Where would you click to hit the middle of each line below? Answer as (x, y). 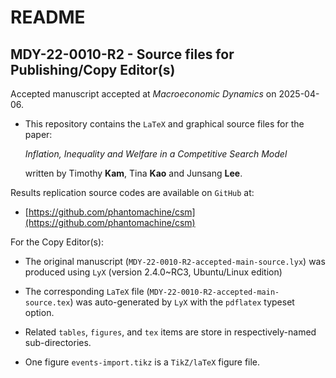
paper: (38, 134)
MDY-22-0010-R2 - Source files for (122, 54)
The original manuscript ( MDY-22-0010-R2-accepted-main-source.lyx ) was (175, 261)
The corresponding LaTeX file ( (87, 291)
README (48, 17)
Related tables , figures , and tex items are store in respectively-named (170, 332)
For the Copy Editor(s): (57, 242)
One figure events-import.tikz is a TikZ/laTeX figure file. (142, 362)
